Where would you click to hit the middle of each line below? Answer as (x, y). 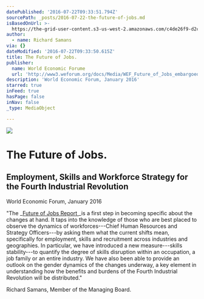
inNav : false (23, 102)
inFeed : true (23, 91)
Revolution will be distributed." (44, 278)
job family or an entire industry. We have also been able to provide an (93, 258)
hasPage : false (25, 97)
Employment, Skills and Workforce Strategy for (97, 177)
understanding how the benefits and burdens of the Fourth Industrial (92, 271)
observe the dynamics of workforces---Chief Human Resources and (92, 226)
